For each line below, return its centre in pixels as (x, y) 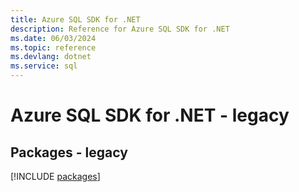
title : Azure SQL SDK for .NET (75, 19)
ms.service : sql (44, 66)
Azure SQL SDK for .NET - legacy (150, 115)
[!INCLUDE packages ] (55, 176)
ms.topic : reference (53, 47)
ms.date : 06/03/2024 (53, 38)
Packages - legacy (69, 152)
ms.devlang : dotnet (51, 57)
